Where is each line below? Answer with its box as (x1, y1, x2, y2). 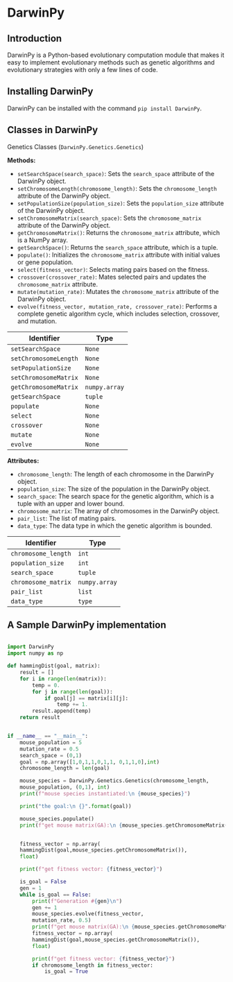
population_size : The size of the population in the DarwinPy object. (17, 484, 211, 493)
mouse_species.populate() (19, 815, 95, 822)
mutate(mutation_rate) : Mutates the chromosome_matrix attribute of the (17, 287, 219, 295)
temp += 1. (56, 701, 89, 708)
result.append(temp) (32, 707, 92, 715)
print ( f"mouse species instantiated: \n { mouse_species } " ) (19, 791, 191, 798)
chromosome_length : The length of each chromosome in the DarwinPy (17, 470, 214, 478)
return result (19, 714, 60, 721)
